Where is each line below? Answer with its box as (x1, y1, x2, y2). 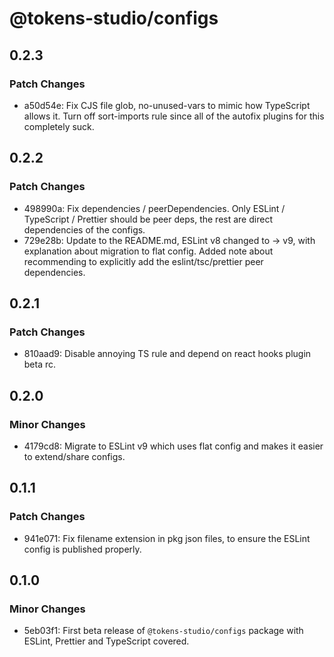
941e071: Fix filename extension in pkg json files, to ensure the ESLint (23, 532, 311, 544)
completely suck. (23, 120, 95, 132)
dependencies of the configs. (23, 223, 146, 236)
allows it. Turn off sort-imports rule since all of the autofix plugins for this (23, 110, 325, 122)
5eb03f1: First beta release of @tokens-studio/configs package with (23, 625, 304, 637)
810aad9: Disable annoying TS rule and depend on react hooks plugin (23, 348, 312, 360)
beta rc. (23, 358, 57, 371)
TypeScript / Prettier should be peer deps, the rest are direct (23, 213, 273, 225)
